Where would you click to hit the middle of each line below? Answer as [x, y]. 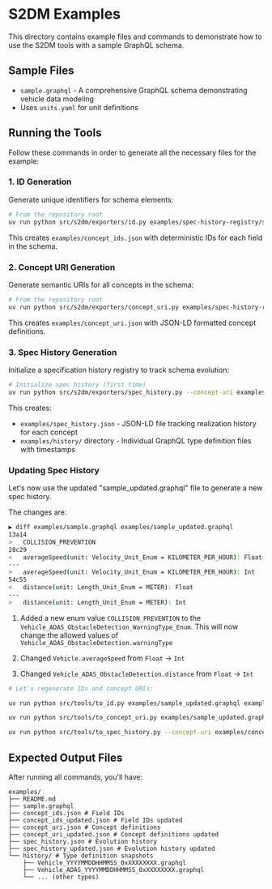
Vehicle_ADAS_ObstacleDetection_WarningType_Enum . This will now [129, 626]
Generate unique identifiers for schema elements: [91, 199]
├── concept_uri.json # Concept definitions [85, 827]
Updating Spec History [54, 470]
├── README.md [32, 799]
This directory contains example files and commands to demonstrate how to [135, 36]
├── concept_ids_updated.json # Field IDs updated [96, 820]
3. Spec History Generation [63, 352]
